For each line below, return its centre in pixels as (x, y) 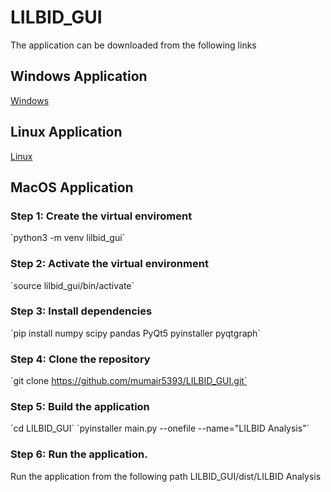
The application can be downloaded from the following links (133, 45)
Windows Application (79, 76)
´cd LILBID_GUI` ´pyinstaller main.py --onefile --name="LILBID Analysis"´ (160, 428)
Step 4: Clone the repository (80, 359)
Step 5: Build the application (80, 407)
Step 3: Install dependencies (81, 311)
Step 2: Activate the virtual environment (109, 264)
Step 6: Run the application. (79, 454)
